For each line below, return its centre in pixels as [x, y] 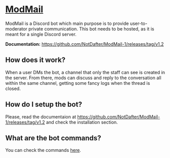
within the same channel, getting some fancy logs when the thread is [78, 83]
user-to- [139, 23]
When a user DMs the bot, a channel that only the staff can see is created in [85, 72]
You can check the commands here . [43, 150]
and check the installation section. [82, 122]
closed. [13, 88]
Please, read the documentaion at [41, 117]
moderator [16, 28]
